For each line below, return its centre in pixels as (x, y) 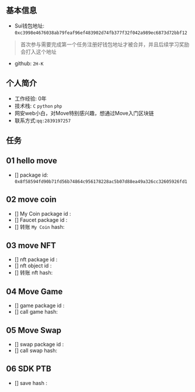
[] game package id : (39, 305)
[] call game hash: (36, 312)
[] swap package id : (39, 345)
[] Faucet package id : (41, 220)
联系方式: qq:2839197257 (43, 120)
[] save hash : (31, 383)
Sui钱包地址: (29, 26)
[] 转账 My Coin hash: (39, 226)
